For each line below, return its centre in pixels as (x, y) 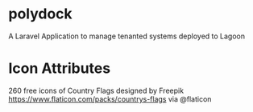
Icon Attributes (60, 68)
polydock (40, 14)
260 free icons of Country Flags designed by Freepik (96, 90)
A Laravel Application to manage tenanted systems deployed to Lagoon (127, 36)
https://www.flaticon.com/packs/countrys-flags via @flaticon (110, 99)
